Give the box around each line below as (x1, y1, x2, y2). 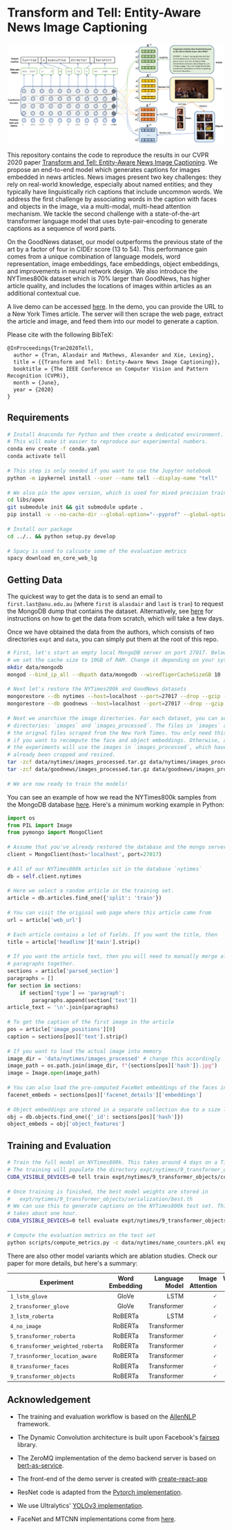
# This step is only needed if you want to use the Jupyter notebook (7, 467, 212, 474)
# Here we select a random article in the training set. (7, 887, 175, 894)
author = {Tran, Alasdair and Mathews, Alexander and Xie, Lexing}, (13, 351, 215, 359)
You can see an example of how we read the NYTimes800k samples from (7, 793, 217, 801)
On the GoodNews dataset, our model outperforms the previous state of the (7, 237, 223, 246)
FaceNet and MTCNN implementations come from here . (17, 1515, 176, 1523)
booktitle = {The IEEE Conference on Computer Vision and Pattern (13, 365, 209, 372)
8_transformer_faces (10, 1363, 70, 1370)
